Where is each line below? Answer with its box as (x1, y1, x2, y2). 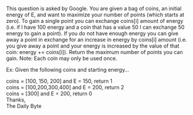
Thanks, (6, 96, 26, 103)
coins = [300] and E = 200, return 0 (6, 90, 92, 97)
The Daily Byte (6, 103, 42, 109)
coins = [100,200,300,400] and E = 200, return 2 (6, 84, 125, 90)
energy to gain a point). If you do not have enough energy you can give (6, 30, 178, 37)
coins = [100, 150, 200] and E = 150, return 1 (6, 77, 113, 84)
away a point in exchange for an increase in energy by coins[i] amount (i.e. (6, 36, 187, 43)
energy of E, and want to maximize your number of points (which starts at (6, 11, 185, 18)
